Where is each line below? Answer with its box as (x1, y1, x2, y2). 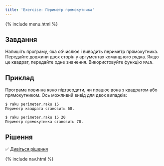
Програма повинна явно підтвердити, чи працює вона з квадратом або (5, 87, 158, 93)
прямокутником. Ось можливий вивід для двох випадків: (5, 92, 127, 98)
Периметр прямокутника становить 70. (5, 119, 84, 125)
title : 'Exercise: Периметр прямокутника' (5, 7, 95, 12)
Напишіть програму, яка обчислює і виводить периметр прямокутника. (5, 48, 159, 55)
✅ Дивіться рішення (5, 146, 48, 152)
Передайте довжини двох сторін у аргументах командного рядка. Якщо (5, 54, 159, 60)
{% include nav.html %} (5, 156, 54, 162)
